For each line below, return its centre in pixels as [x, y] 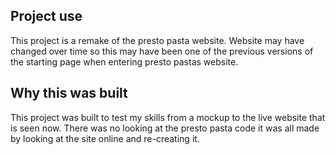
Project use [46, 16]
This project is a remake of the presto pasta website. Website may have [157, 40]
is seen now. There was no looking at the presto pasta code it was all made [165, 128]
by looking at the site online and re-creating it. [105, 138]
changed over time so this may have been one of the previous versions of [162, 51]
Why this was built [69, 93]
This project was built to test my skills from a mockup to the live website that [168, 117]
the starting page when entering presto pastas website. [124, 61]
